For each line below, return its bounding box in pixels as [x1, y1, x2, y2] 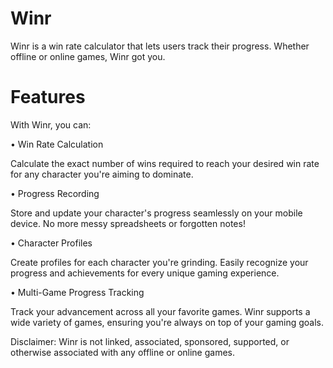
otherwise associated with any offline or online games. [10, 346, 235, 358]
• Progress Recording [10, 187, 100, 199]
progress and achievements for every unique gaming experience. [10, 267, 280, 279]
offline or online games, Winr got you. [10, 50, 166, 62]
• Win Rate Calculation [10, 138, 104, 150]
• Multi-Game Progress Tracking [10, 286, 145, 298]
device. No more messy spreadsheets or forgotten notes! [10, 217, 246, 229]
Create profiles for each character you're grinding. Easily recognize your [10, 256, 309, 268]
